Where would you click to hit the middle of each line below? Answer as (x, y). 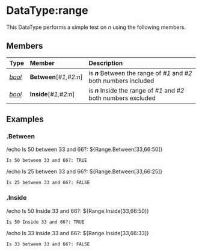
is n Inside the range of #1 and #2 (136, 90)
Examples (25, 119)
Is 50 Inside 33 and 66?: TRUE (45, 222)
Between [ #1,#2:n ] (56, 77)
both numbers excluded (122, 98)
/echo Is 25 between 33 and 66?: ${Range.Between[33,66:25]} (84, 171)
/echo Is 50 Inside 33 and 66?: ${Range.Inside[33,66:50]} (78, 211)
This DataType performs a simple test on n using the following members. (96, 27)
